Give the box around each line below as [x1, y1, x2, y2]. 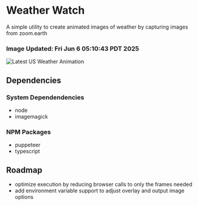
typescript [14, 148, 40, 155]
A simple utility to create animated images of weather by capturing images [6, 23, 188, 30]
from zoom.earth [6, 29, 48, 36]
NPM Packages [6, 127, 51, 136]
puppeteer [14, 141, 40, 149]
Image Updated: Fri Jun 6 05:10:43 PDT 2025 [6, 44, 140, 52]
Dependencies [6, 75, 61, 85]
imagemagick [14, 113, 48, 120]
